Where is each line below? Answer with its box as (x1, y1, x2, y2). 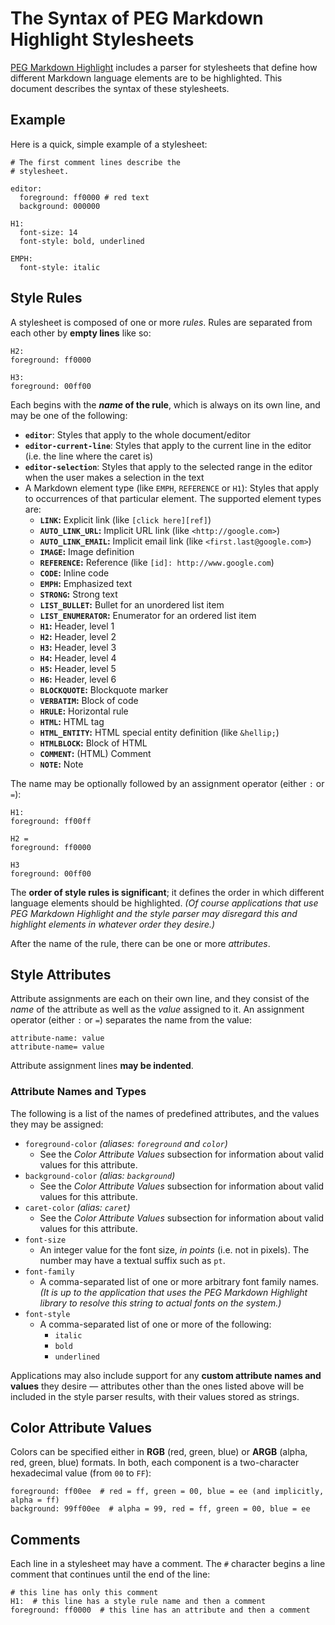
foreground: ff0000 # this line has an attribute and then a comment (10, 1605, 311, 1616)
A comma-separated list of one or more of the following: (39, 1318, 272, 1330)
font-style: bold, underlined (19, 236, 145, 246)
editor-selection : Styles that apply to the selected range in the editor (24, 460, 313, 472)
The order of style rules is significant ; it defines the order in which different (10, 886, 325, 898)
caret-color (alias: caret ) (24, 1201, 131, 1213)
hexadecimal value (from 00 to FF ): (10, 1467, 152, 1479)
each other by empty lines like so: (10, 327, 152, 339)
